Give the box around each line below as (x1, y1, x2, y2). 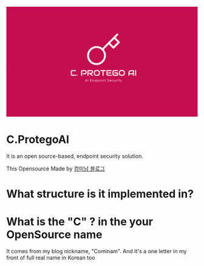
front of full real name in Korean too (6, 254, 95, 262)
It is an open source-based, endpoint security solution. (6, 153, 144, 160)
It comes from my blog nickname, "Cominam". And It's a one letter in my (6, 248, 187, 255)
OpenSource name (6, 228, 103, 241)
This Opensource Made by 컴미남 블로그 (6, 165, 105, 172)
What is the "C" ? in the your (6, 214, 154, 228)
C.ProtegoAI (6, 132, 70, 146)
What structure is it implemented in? (6, 187, 194, 201)
